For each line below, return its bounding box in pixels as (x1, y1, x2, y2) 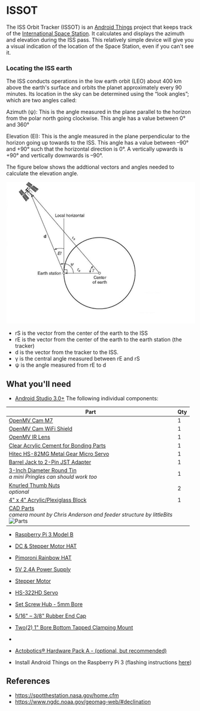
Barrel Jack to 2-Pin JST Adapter (8, 458, 92, 466)
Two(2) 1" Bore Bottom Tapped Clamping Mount (14, 623, 134, 631)
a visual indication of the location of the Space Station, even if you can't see (6, 43, 194, 50)
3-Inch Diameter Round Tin (8, 467, 77, 474)
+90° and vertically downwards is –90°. (6, 152, 104, 159)
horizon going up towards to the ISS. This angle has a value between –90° (6, 139, 189, 146)
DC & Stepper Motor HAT (14, 542, 77, 550)
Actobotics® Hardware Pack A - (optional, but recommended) (14, 647, 167, 654)
